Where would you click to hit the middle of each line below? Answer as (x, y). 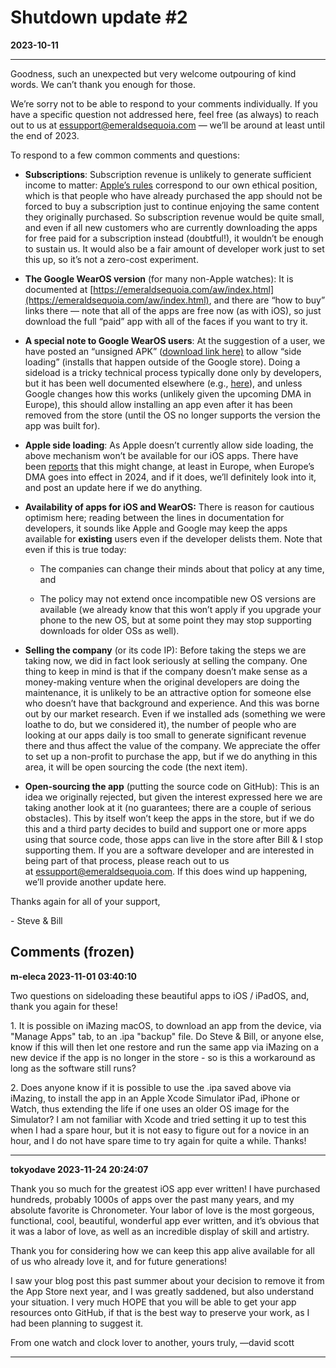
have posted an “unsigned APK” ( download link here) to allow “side (163, 351)
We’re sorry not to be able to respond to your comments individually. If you (164, 103)
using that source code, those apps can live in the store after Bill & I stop (173, 839)
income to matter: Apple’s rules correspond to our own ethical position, (171, 185)
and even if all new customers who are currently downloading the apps (171, 227)
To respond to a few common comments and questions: (125, 155)
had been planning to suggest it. (76, 1323)
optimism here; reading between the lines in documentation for (154, 517)
